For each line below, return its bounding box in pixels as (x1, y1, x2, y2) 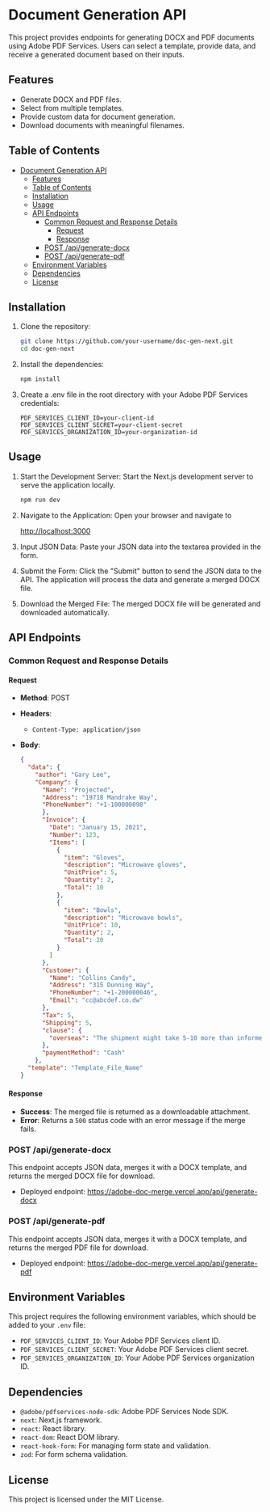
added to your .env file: (8, 1320, 86, 1330)
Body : (19, 740, 41, 750)
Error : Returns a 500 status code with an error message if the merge (19, 1116, 246, 1126)
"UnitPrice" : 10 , (63, 921, 123, 929)
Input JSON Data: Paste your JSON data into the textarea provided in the (19, 542, 262, 551)
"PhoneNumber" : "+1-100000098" (41, 800, 147, 809)
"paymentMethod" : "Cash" (41, 1049, 126, 1057)
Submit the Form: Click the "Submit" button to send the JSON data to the (19, 566, 262, 576)
